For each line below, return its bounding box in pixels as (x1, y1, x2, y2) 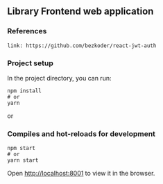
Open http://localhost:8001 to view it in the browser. (7, 169, 155, 178)
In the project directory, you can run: (7, 74, 112, 82)
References (7, 26, 47, 36)
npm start (7, 145, 36, 152)
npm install (7, 87, 42, 94)
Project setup (7, 58, 53, 68)
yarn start (7, 157, 39, 164)
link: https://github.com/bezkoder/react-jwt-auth (7, 42, 157, 49)
